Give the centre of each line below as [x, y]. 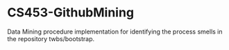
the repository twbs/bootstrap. [51, 38]
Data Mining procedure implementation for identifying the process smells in [115, 32]
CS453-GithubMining [70, 13]
